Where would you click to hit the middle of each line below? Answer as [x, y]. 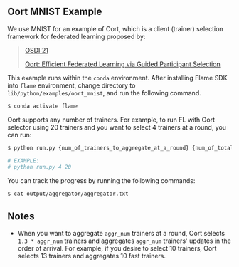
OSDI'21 [36, 50]
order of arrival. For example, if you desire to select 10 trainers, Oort [117, 248]
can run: [20, 135]
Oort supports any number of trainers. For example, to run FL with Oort [111, 120]
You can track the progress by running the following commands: [101, 181]
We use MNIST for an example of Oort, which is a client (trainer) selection [115, 28]
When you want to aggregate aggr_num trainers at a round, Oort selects [121, 233]
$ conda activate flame [43, 106]
